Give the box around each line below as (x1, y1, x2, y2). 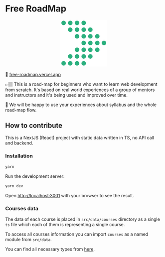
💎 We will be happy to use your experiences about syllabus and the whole (5, 102, 157, 108)
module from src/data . (5, 237, 52, 243)
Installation (5, 152, 33, 159)
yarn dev (5, 183, 23, 188)
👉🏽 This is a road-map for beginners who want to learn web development (5, 81, 158, 87)
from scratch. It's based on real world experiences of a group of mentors (5, 87, 155, 93)
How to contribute (5, 122, 63, 130)
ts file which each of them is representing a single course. (5, 222, 125, 228)
